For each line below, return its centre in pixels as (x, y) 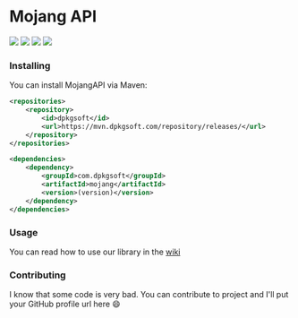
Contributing (38, 275)
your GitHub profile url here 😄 (65, 304)
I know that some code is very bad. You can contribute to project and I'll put (149, 295)
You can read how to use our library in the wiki (95, 252)
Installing (30, 65)
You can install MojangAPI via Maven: (78, 85)
